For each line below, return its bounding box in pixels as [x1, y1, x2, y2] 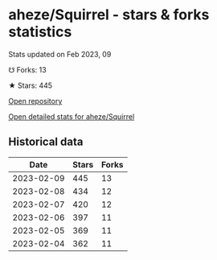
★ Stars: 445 [8, 80, 53, 90]
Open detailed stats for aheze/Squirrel [8, 111, 135, 122]
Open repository [8, 96, 63, 105]
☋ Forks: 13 [8, 64, 47, 74]
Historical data [8, 135, 84, 149]
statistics [8, 23, 72, 41]
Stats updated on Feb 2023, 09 [8, 49, 112, 59]
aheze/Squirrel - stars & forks [8, 6, 210, 24]
